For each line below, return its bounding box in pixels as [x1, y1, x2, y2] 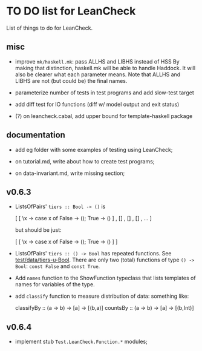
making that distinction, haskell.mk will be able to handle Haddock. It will [15, 64, 195, 71]
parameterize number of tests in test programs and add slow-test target [15, 89, 195, 96]
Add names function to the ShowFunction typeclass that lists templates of [15, 274, 196, 282]
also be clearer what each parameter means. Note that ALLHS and [15, 71, 181, 78]
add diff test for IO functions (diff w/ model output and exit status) [15, 100, 180, 108]
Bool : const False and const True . [15, 263, 100, 270]
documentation [6, 130, 65, 140]
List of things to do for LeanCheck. [6, 24, 93, 31]
